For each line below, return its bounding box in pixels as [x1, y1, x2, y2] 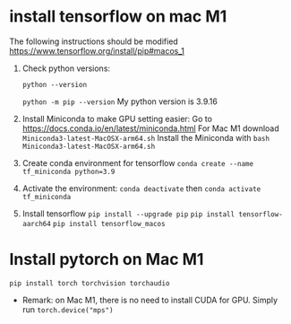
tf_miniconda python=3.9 [21, 167, 116, 176]
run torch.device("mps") [21, 303, 114, 315]
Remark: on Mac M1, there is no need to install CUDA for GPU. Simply [21, 294, 278, 305]
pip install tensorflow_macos [52, 219, 166, 228]
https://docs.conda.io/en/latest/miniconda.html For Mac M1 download [21, 123, 279, 134]
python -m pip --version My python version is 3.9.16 [21, 96, 218, 107]
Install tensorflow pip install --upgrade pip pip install [21, 208, 235, 219]
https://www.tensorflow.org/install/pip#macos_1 [9, 45, 185, 56]
